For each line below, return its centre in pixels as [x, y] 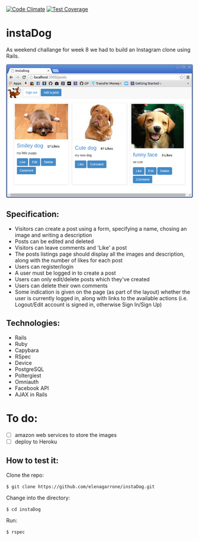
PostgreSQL [29, 369]
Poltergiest [28, 375]
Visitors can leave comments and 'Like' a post [71, 247]
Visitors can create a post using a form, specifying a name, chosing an [101, 228]
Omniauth [27, 382]
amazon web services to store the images [66, 435]
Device [23, 363]
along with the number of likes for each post [69, 260]
